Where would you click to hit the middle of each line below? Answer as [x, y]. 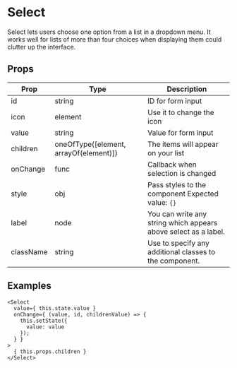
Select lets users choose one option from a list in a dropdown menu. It [109, 32]
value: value [45, 327]
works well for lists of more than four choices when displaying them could [115, 39]
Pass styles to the [177, 184]
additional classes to [182, 251]
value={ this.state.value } [55, 308]
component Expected [183, 194]
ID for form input [175, 101]
